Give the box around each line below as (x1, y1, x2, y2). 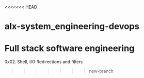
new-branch (89, 68, 113, 74)
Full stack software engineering (4, 43, 135, 54)
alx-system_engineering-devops (4, 21, 140, 32)
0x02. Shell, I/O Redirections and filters (4, 59, 83, 65)
